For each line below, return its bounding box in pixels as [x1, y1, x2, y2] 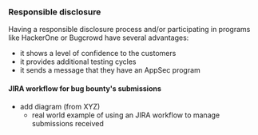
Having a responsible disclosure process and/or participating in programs [8, 25, 251, 34]
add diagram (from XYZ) [19, 101, 101, 111]
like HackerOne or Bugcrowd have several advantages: [8, 33, 189, 42]
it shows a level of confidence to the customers [19, 49, 177, 58]
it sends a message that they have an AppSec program [19, 66, 201, 75]
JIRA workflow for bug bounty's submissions [8, 83, 162, 93]
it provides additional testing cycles [19, 57, 137, 66]
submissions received [31, 118, 104, 128]
